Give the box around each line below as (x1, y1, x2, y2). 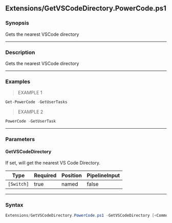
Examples (5, 78, 31, 85)
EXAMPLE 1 (17, 90, 42, 96)
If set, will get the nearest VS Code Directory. (5, 160, 101, 166)
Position (61, 172, 82, 179)
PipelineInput (87, 172, 120, 179)
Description (5, 49, 35, 56)
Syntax (5, 201, 24, 209)
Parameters (5, 135, 35, 143)
